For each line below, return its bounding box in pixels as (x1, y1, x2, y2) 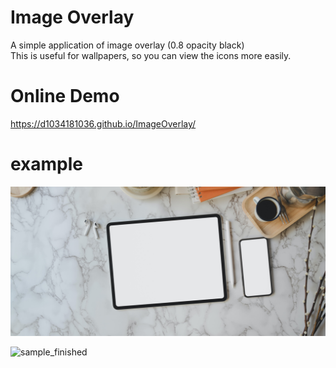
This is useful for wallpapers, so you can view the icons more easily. (10, 49, 292, 61)
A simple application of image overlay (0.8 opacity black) (10, 39, 245, 51)
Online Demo (10, 85, 120, 108)
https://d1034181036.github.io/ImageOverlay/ (10, 117, 197, 130)
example (10, 153, 84, 176)
